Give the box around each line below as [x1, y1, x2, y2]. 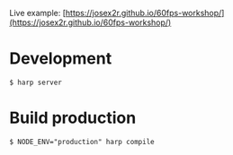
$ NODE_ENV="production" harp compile [9, 137, 155, 146]
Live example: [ [9, 8, 66, 18]
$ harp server [9, 78, 63, 87]
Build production [9, 108, 137, 128]
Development [9, 48, 112, 69]
